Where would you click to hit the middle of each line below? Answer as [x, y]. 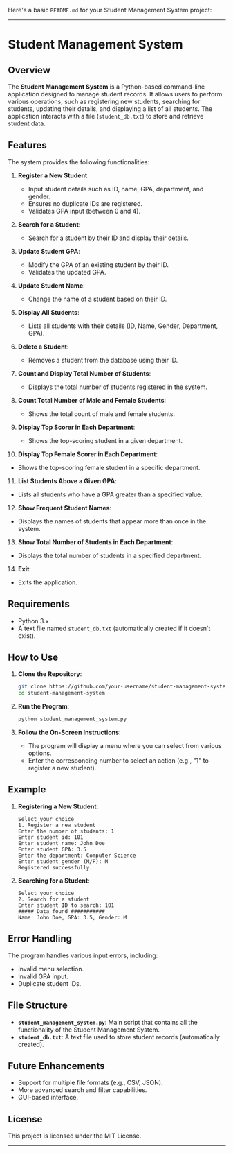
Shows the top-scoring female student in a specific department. [109, 467]
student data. [27, 123]
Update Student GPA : [49, 251]
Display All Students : [48, 312]
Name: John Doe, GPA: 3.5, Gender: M [72, 917]
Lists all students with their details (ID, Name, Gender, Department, [123, 326]
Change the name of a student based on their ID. [97, 299]
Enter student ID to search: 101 [66, 905]
